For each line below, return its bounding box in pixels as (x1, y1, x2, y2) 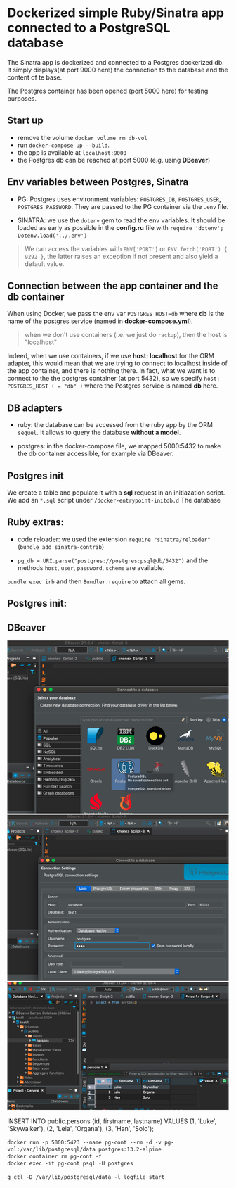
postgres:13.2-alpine (98, 1146, 162, 1154)
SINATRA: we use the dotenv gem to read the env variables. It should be (17, 216, 225, 225)
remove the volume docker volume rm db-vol (17, 133, 147, 141)
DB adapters (7, 402, 63, 414)
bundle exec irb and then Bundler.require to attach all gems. (7, 577, 186, 586)
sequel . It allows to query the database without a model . (17, 428, 181, 437)
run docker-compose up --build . (17, 141, 110, 149)
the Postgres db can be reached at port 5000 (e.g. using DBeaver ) (17, 156, 211, 164)
